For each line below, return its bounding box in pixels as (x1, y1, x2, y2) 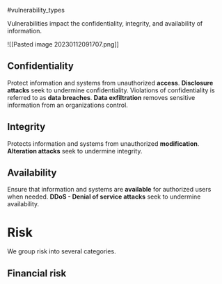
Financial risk (7, 267, 67, 279)
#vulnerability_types (7, 6, 65, 14)
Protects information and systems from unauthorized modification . (7, 139, 200, 148)
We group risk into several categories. (7, 247, 116, 256)
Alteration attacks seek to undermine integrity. (7, 147, 143, 155)
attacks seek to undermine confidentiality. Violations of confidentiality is (7, 86, 215, 94)
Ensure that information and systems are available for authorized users (7, 185, 212, 194)
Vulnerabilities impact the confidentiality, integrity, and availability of (7, 19, 203, 27)
